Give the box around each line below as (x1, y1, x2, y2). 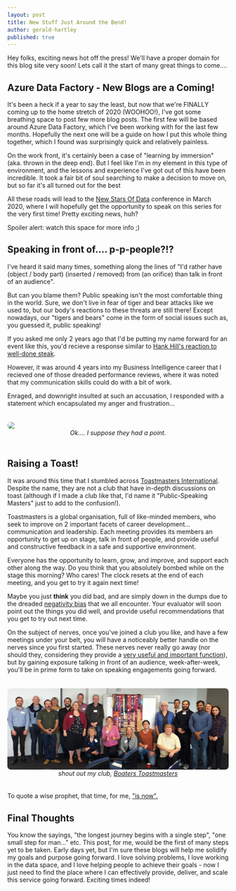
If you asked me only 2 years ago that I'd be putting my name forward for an (7, 334, 228, 342)
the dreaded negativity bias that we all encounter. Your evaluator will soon (7, 599, 221, 608)
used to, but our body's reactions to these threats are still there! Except (7, 306, 213, 314)
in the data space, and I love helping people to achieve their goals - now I (7, 861, 220, 869)
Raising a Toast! (7, 458, 79, 470)
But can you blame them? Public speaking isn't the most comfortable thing (7, 290, 223, 299)
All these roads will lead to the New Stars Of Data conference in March (7, 195, 212, 203)
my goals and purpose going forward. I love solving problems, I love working (7, 853, 229, 861)
